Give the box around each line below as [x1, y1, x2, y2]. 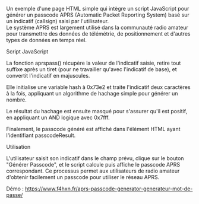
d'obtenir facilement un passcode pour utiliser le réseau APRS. [6, 174, 160, 180]
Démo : [6, 185, 24, 192]
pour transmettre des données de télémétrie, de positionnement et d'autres [6, 30, 191, 37]
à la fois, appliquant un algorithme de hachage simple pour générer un [6, 90, 178, 97]
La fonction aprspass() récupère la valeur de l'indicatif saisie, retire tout [6, 59, 181, 66]
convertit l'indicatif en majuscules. [6, 72, 90, 79]
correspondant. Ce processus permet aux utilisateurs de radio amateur [6, 167, 180, 174]
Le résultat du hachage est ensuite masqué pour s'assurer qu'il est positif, [6, 108, 188, 114]
